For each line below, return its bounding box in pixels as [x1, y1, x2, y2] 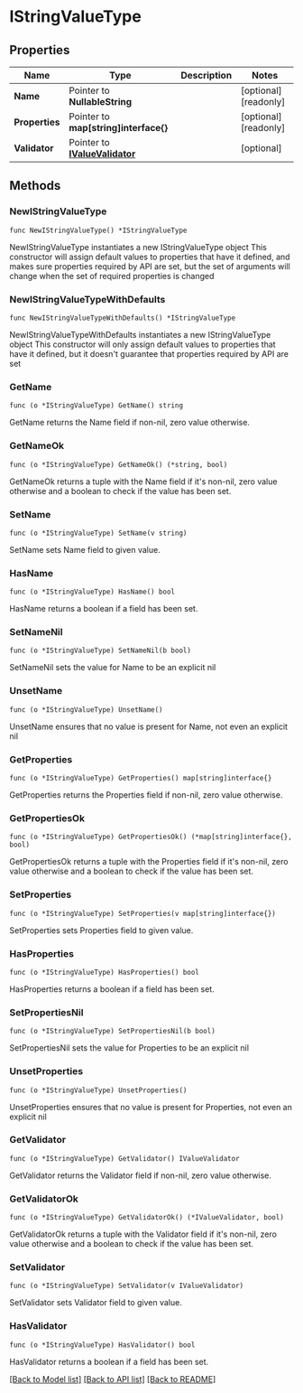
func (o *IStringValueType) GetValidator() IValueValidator [9, 1154, 241, 1163]
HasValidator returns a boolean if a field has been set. [9, 1356, 209, 1367]
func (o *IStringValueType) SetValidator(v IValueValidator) [9, 1281, 244, 1291]
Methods [9, 178, 61, 193]
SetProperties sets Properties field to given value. [9, 924, 194, 936]
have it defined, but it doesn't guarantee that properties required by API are [9, 348, 289, 359]
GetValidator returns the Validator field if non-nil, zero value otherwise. [9, 1170, 272, 1181]
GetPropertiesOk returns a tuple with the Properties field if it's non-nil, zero [9, 856, 289, 867]
